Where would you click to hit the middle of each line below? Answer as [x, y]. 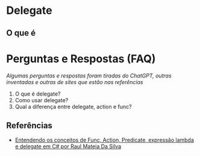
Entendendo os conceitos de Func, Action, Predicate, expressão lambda [105, 140]
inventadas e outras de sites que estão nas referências [75, 82]
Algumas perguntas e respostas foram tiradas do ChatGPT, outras [89, 76]
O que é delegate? [38, 94]
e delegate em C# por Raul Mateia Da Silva [68, 146]
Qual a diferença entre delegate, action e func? [73, 106]
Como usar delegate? [42, 100]
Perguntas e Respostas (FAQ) [81, 59]
